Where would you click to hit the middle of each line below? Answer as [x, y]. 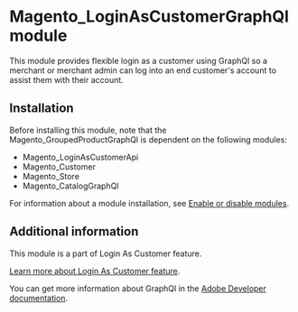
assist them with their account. [66, 79]
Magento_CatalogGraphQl [70, 186]
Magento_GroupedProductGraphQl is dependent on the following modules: [148, 139]
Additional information [74, 232]
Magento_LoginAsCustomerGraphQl [149, 17]
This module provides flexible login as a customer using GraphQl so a [139, 60]
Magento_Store [51, 176]
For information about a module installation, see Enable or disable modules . [149, 203]
